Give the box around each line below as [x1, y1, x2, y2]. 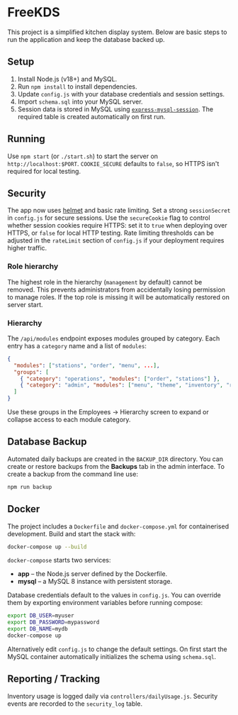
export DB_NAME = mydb [7, 626, 69, 633]
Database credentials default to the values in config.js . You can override [7, 591, 221, 599]
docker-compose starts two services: [7, 556, 111, 565]
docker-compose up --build [7, 543, 87, 550]
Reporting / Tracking [7, 673, 101, 685]
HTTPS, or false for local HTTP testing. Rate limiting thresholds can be [7, 228, 215, 238]
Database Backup [7, 436, 87, 448]
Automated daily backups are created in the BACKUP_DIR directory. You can [7, 455, 223, 463]
